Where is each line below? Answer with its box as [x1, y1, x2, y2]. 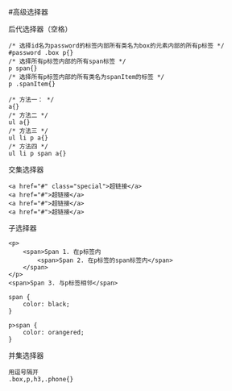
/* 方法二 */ [8, 111, 48, 119]
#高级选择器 [8, 7, 48, 16]
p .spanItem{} [8, 80, 56, 88]
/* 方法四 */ [8, 143, 48, 151]
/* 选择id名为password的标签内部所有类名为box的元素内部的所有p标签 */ [8, 42, 225, 50]
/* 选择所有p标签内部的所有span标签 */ [8, 57, 126, 65]
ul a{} [8, 119, 31, 127]
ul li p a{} [8, 134, 48, 142]
